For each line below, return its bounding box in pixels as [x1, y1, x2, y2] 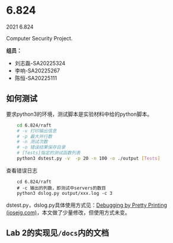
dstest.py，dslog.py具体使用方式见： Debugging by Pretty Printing [6, 201, 168, 209]
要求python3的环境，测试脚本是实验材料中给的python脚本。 [6, 111, 153, 118]
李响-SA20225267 [14, 67, 60, 74]
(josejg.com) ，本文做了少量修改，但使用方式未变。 [6, 209, 130, 216]
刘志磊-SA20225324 [14, 59, 66, 67]
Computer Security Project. [6, 34, 73, 42]
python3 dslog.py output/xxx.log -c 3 [17, 190, 113, 196]
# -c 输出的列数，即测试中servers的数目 [17, 185, 107, 191]
